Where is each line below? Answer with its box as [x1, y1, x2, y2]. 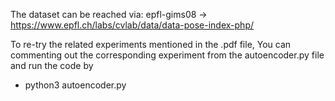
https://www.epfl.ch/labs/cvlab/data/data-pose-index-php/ [10, 19, 254, 31]
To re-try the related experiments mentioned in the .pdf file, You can [10, 39, 292, 50]
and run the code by [10, 60, 94, 71]
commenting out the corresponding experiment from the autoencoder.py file [10, 49, 325, 61]
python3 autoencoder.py [24, 79, 127, 91]
